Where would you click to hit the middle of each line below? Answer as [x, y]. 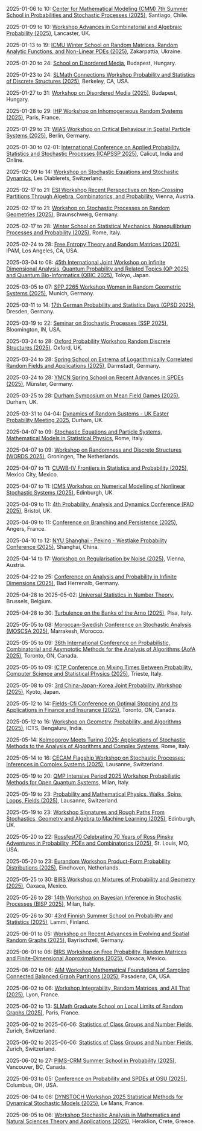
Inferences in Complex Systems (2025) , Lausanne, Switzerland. [85, 764]
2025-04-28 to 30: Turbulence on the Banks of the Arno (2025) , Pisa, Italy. [99, 613]
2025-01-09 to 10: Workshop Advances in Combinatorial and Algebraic [94, 27]
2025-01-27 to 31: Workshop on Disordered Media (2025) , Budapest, [92, 93]
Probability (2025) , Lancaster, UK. [49, 33]
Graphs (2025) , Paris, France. [43, 1013]
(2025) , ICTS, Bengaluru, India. [45, 728]
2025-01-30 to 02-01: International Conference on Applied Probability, [93, 147]
